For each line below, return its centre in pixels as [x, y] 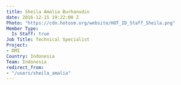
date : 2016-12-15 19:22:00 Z [43, 17]
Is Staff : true [31, 34]
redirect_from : [25, 67]
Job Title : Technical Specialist [48, 40]
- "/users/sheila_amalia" [38, 73]
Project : [17, 45]
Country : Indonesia [31, 56]
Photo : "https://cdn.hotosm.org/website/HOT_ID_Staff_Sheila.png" [91, 23]
